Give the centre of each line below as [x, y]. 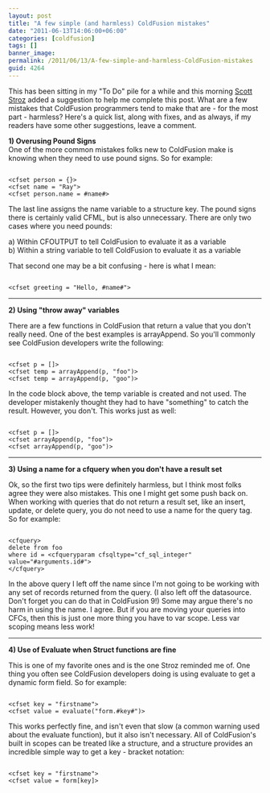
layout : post [30, 16]
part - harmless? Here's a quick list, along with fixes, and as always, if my [130, 117]
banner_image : [32, 53]
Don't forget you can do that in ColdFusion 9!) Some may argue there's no [131, 601]
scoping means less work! [51, 626]
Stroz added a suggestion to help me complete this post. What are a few [128, 99]
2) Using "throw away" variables [64, 310]
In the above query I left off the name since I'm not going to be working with [134, 584]
